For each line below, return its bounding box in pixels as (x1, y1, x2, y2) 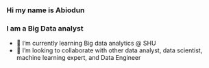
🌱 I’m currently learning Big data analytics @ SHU (16, 39, 156, 48)
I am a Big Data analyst (6, 23, 84, 33)
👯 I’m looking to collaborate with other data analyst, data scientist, (16, 46, 203, 54)
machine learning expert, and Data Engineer (16, 54, 141, 62)
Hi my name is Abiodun (6, 5, 85, 15)
